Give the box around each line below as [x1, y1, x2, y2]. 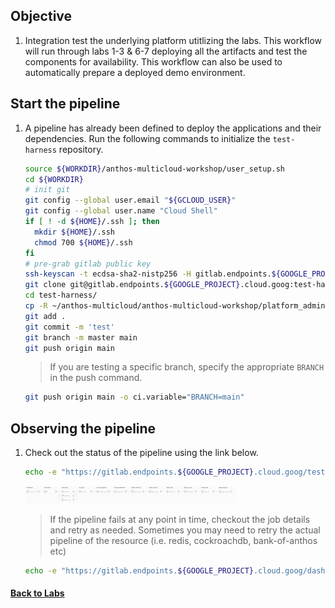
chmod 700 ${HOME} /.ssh [34, 237, 133, 248]
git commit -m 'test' [24, 322, 116, 332]
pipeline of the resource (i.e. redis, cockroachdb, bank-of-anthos [49, 534, 318, 546]
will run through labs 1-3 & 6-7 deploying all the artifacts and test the [24, 45, 308, 57]
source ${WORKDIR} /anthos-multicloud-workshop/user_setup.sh [24, 164, 286, 174]
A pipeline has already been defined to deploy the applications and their [24, 122, 322, 134]
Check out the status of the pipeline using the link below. [24, 447, 259, 459]
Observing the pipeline [10, 420, 157, 437]
